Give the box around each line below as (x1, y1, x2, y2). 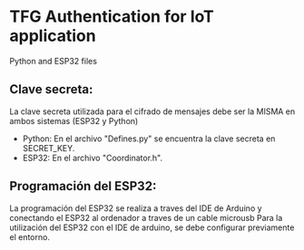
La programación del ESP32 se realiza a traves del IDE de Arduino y (9, 202, 262, 214)
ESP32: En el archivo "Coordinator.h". (22, 152, 163, 163)
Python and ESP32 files (9, 55, 98, 66)
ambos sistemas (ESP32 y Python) (9, 115, 139, 126)
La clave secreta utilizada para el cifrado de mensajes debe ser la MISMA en (9, 106, 296, 117)
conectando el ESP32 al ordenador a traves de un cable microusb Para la (9, 212, 283, 223)
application (9, 25, 97, 46)
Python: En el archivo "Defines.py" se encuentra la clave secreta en (22, 133, 276, 144)
